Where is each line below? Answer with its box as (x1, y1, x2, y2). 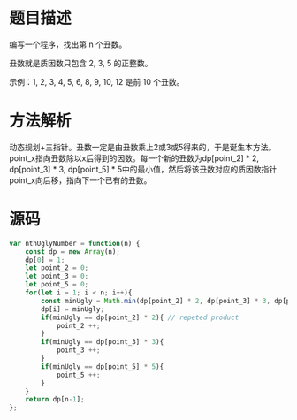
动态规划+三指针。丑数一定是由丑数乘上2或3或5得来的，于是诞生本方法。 (9, 141, 277, 152)
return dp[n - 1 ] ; (25, 395, 86, 404)
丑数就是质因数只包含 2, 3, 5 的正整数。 (9, 57, 153, 68)
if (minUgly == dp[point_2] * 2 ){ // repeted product (41, 313, 240, 322)
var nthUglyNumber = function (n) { (9, 239, 141, 248)
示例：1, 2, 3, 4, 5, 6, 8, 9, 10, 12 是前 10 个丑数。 (9, 76, 185, 87)
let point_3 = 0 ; (25, 271, 89, 281)
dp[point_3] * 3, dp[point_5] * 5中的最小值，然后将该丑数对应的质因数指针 (9, 164, 277, 174)
